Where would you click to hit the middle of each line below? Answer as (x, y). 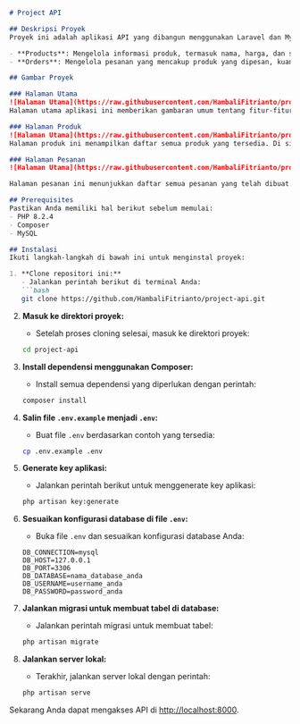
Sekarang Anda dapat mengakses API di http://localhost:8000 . (124, 710)
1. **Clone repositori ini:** (66, 274)
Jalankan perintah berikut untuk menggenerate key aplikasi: (146, 485)
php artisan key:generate (70, 502)
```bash (35, 290)
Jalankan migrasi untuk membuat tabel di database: (121, 609)
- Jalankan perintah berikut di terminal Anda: (111, 282)
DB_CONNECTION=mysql (60, 553)
